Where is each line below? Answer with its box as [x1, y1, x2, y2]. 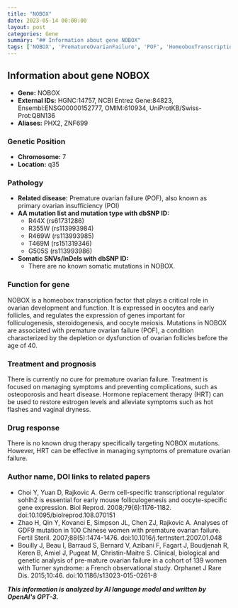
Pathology [7, 178, 44, 188]
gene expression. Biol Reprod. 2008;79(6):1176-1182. [17, 503, 172, 511]
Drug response [7, 423, 60, 433]
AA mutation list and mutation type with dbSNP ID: [17, 209, 170, 217]
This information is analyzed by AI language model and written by [7, 585, 207, 593]
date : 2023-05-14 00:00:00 [7, 17, 87, 24]
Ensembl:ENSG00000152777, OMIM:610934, [17, 104, 148, 112]
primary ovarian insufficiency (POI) [17, 202, 120, 210]
